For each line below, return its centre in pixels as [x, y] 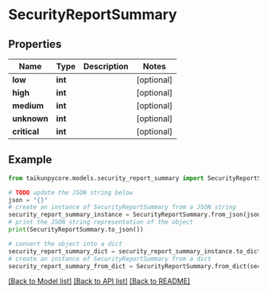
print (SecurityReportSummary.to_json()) [76, 230]
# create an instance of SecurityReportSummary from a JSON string [122, 207]
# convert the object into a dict [66, 244]
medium [28, 105]
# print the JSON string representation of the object [101, 222]
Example [30, 160]
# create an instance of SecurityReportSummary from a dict [110, 259]
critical [26, 131]
